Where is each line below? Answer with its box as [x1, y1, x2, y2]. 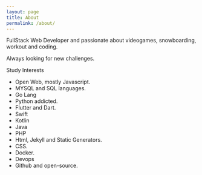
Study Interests [6, 67, 44, 74]
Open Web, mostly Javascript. [15, 78, 91, 85]
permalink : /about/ [6, 20, 56, 26]
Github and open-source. [15, 162, 79, 170]
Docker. [15, 149, 35, 156]
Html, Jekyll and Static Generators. [15, 136, 102, 144]
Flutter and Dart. [15, 104, 56, 111]
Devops [15, 156, 34, 163]
